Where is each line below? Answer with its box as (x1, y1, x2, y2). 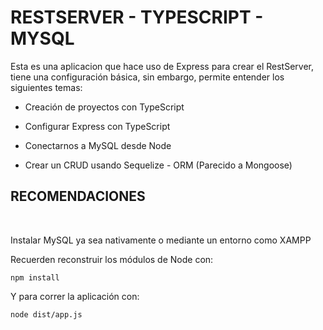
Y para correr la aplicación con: (10, 290, 140, 302)
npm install (10, 272, 60, 283)
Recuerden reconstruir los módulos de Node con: (10, 253, 214, 265)
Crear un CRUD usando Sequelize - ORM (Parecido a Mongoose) (24, 159, 293, 171)
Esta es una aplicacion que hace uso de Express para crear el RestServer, (10, 60, 314, 72)
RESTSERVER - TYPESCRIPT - (10, 6, 264, 29)
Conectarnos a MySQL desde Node (24, 139, 172, 151)
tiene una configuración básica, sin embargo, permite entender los (10, 71, 285, 83)
